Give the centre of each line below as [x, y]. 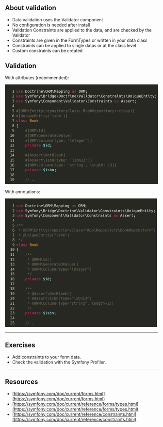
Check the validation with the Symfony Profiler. [59, 362]
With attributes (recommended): [37, 78]
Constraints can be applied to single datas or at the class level [74, 45]
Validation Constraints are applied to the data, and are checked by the [82, 30]
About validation [31, 8]
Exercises [20, 345]
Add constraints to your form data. [46, 357]
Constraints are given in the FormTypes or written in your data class [80, 40]
